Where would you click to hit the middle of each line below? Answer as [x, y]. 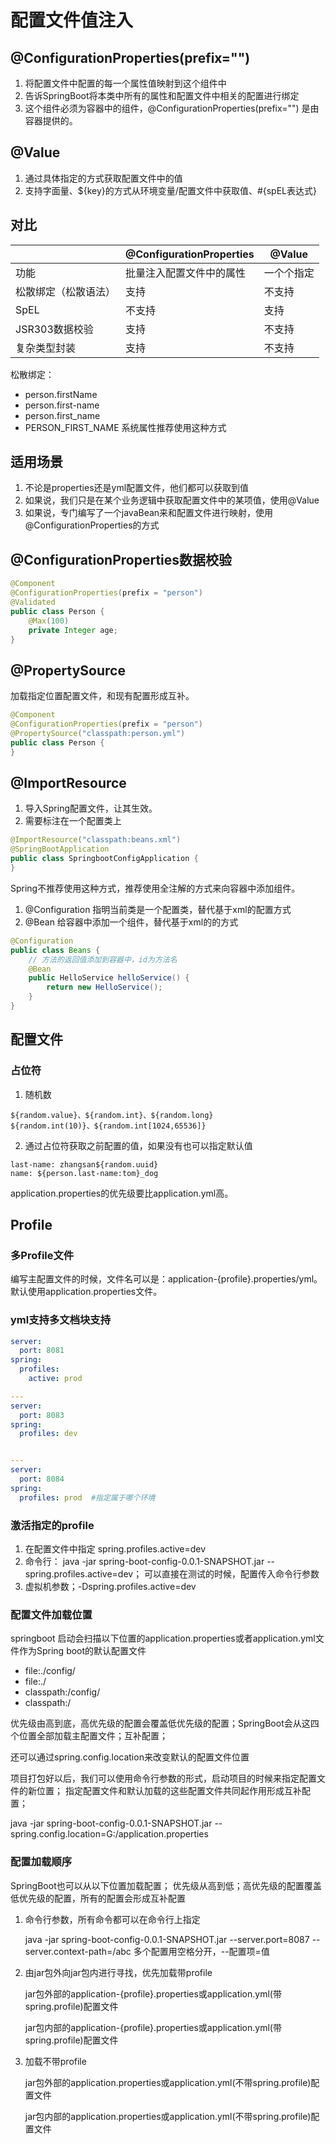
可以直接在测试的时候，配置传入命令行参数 [232, 1573]
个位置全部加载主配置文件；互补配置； [89, 1736]
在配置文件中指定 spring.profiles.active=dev [115, 1548]
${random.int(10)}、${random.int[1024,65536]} [108, 1126]
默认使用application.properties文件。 [86, 1292]
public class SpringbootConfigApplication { [104, 859]
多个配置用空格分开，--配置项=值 [201, 1951]
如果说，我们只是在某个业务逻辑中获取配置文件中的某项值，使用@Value [172, 500]
